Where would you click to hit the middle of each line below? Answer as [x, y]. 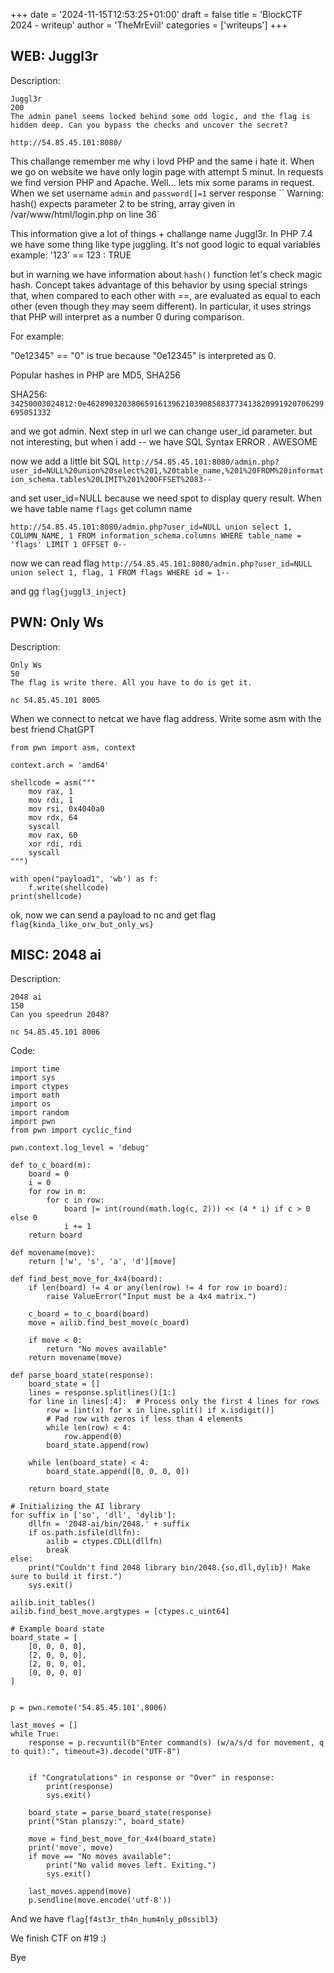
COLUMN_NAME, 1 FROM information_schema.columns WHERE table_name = [156, 535]
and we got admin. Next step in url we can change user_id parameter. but [161, 431]
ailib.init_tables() [53, 1603]
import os [31, 1104]
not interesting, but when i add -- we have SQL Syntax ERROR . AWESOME [164, 441]
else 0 [24, 1218]
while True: [35, 1734]
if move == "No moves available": [100, 1857]
